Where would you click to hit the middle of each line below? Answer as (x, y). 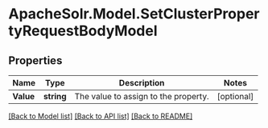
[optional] (235, 96)
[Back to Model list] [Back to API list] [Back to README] (101, 116)
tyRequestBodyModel (83, 31)
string (55, 96)
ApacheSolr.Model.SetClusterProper (134, 14)
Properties (35, 60)
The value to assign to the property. (142, 96)
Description (142, 83)
